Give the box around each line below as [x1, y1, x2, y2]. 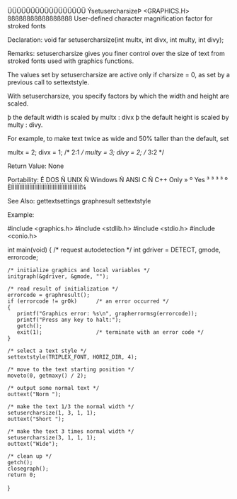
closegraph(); [7, 465, 50, 472]
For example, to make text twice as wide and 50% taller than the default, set [7, 135, 229, 142]
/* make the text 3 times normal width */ [7, 428, 134, 435]
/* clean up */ [7, 453, 52, 460]
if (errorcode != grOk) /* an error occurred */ [7, 298, 170, 305]
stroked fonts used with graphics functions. [7, 57, 134, 65]
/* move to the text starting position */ [7, 366, 134, 373]
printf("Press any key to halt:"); [16, 316, 122, 323]
